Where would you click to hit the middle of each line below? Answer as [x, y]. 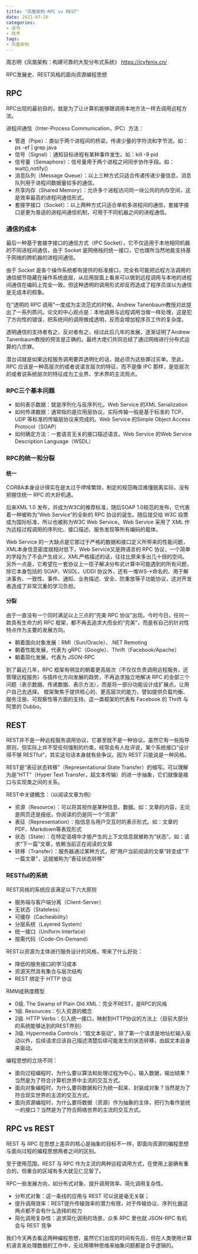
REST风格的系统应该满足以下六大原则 [52, 889]
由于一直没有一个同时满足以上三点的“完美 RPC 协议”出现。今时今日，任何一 [98, 615]
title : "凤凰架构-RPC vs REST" [43, 11]
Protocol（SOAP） [37, 427]
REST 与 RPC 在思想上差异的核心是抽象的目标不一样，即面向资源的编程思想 [98, 1143]
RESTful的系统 [27, 876]
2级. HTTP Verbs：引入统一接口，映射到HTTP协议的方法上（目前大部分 [101, 1018]
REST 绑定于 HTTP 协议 [43, 978]
